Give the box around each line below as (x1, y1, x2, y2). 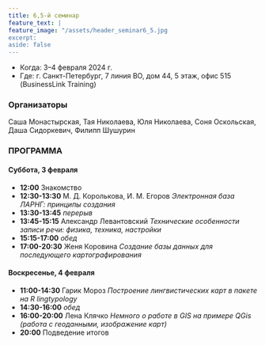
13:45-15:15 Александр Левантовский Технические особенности (19, 216, 240, 226)
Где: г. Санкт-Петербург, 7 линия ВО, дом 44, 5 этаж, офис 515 (19, 71, 232, 81)
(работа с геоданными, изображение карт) (19, 319, 168, 328)
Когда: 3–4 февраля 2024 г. (19, 63, 112, 72)
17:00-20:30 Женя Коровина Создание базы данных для (19, 241, 214, 251)
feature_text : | (8, 19, 62, 27)
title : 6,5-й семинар (8, 11, 80, 20)
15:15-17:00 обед (19, 233, 78, 242)
